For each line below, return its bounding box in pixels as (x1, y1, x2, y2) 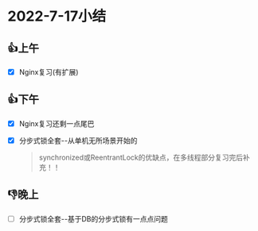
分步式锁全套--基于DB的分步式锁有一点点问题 (18, 214, 168, 223)
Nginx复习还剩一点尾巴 (18, 118, 95, 128)
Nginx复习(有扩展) (18, 67, 79, 76)
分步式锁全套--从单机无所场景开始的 (18, 136, 138, 145)
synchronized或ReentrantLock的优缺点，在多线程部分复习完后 (38, 152, 244, 162)
